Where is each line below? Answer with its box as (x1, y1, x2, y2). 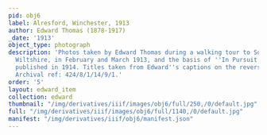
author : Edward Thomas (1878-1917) (8, 26, 126, 34)
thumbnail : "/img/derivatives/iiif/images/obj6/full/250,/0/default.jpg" (8, 100, 258, 108)
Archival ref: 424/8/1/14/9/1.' (15, 71, 123, 79)
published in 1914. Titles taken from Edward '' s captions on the (15, 64, 237, 71)
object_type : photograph (8, 41, 91, 49)
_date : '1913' (8, 33, 56, 42)
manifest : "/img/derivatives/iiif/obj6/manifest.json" (8, 115, 194, 123)
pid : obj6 (8, 11, 41, 20)
